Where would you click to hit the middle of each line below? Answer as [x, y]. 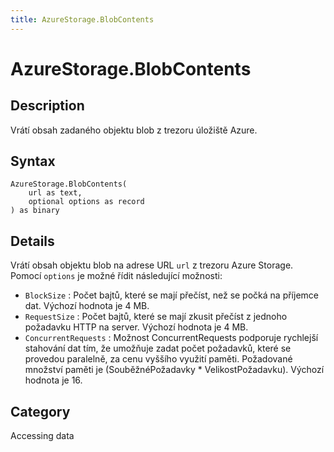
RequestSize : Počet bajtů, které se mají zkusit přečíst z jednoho [156, 317]
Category [40, 411]
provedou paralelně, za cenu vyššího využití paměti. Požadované [158, 359]
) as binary [35, 211]
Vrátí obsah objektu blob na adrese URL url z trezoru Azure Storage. [152, 265]
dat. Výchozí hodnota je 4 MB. [87, 306]
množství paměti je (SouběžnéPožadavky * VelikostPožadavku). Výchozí [174, 370]
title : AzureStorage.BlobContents [82, 19]
